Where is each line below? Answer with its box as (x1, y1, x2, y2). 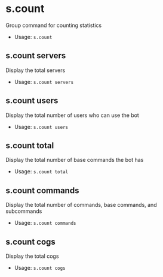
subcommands (5, 207, 42, 215)
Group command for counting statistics (5, 22, 102, 29)
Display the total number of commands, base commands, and (5, 201, 157, 209)
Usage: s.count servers (14, 78, 74, 85)
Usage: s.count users (14, 123, 69, 130)
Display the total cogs (5, 252, 59, 260)
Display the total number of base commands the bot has (5, 156, 144, 164)
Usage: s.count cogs (14, 264, 66, 271)
